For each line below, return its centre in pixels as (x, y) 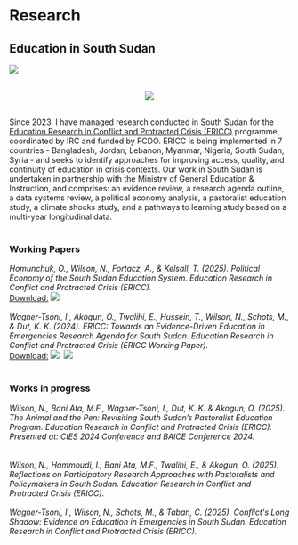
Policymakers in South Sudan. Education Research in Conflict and (130, 484)
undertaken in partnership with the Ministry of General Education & (132, 179)
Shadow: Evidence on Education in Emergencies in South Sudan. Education (148, 521)
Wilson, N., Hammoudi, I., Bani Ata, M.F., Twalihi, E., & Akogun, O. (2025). (144, 465)
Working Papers (45, 248)
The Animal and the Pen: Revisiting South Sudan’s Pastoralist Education (141, 417)
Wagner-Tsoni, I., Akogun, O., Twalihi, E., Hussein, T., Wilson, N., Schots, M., (149, 317)
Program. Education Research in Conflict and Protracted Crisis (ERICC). (141, 427)
